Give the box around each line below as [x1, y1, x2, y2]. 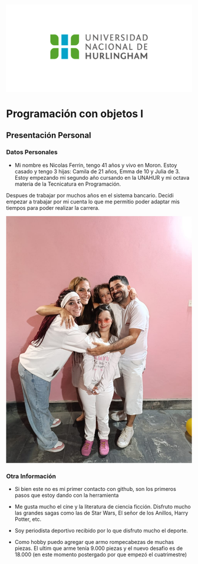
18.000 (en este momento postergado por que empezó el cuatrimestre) [14, 551, 187, 558]
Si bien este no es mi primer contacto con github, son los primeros [14, 486, 177, 493]
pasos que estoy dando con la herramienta [14, 492, 119, 499]
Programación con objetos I [6, 107, 144, 120]
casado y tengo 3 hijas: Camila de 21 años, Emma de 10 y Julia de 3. [14, 167, 180, 175]
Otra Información [6, 472, 56, 480]
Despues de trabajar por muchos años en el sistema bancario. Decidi [6, 192, 174, 199]
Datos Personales [6, 148, 58, 156]
